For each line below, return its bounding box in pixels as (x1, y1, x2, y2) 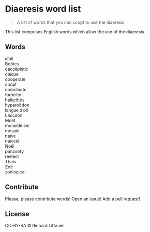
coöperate (5, 76, 26, 82)
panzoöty (5, 148, 24, 154)
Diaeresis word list (5, 3, 81, 15)
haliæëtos (5, 97, 25, 103)
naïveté (5, 138, 20, 144)
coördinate (5, 86, 27, 93)
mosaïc (5, 127, 20, 134)
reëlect (5, 154, 19, 159)
